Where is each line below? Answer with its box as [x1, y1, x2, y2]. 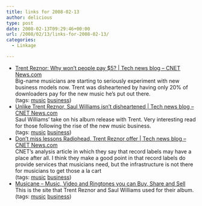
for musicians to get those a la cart [14, 167, 102, 174]
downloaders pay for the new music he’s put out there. [14, 90, 151, 97]
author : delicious [6, 14, 52, 21]
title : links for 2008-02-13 [6, 8, 80, 15]
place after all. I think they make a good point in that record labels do [14, 154, 186, 161]
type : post [6, 20, 34, 26]
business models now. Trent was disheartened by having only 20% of [14, 83, 188, 91]
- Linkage [11, 43, 36, 49]
